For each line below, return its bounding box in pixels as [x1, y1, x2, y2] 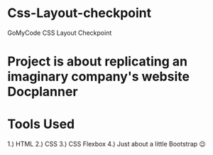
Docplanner [7, 84, 78, 100]
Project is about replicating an [7, 53, 188, 70]
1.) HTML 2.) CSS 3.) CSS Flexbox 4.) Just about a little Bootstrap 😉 [7, 140, 206, 149]
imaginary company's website [7, 69, 190, 85]
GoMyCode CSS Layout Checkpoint [7, 28, 112, 37]
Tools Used [7, 116, 75, 132]
